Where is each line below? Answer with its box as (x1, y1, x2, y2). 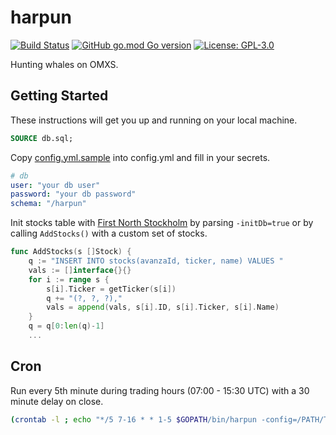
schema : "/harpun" (10, 199, 87, 209)
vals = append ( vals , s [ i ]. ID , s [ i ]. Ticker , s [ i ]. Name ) (46, 302, 280, 313)
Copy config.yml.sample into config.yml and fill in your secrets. (10, 151, 271, 163)
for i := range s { (28, 274, 110, 285)
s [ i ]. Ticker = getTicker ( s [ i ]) (46, 284, 177, 294)
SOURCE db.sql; (10, 133, 74, 143)
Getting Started (10, 87, 109, 105)
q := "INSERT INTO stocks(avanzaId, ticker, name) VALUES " (28, 256, 284, 266)
